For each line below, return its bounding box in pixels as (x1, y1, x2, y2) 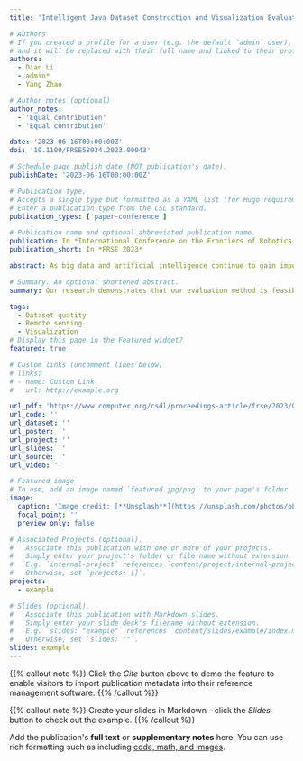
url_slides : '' (9, 444, 67, 453)
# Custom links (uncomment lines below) (9, 360, 164, 370)
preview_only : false (17, 518, 95, 527)
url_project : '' (9, 435, 70, 445)
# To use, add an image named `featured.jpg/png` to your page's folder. (9, 485, 293, 494)
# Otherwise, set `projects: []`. (9, 569, 147, 578)
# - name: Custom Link (9, 377, 95, 386)
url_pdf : (9, 402, 42, 411)
